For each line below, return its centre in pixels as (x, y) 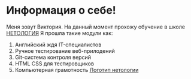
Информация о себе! (61, 10)
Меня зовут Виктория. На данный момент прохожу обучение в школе (96, 27)
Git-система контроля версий (53, 57)
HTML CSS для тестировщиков (54, 64)
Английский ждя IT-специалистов (58, 45)
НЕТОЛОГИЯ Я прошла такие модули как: (60, 33)
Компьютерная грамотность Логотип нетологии (77, 69)
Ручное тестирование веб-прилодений (65, 50)
